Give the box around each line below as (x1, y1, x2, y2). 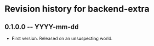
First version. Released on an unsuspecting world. (11, 35, 113, 41)
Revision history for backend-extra (4, 3, 150, 15)
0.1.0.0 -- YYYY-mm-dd (4, 23, 79, 31)
